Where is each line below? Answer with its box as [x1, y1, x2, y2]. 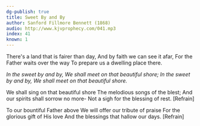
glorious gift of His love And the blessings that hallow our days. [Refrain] [6, 113, 184, 120]
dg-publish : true [6, 8, 50, 15]
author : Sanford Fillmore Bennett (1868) [6, 20, 111, 26]
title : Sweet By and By [6, 14, 66, 20]
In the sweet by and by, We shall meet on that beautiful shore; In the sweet [6, 71, 190, 78]
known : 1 [6, 36, 28, 42]
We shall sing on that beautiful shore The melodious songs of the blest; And [6, 89, 193, 96]
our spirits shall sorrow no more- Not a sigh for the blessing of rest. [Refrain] [6, 95, 195, 102]
